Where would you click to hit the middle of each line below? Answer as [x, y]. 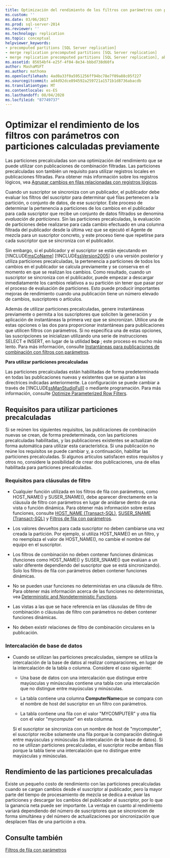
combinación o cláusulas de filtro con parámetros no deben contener [84, 612]
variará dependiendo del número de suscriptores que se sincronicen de [80, 811]
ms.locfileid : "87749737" [32, 100]
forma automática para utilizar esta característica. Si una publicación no [80, 446]
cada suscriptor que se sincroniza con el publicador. [60, 241]
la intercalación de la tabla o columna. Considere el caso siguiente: [82, 668]
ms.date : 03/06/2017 [27, 19]
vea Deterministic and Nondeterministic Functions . [65, 597]
